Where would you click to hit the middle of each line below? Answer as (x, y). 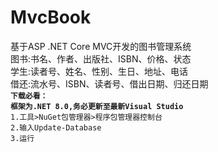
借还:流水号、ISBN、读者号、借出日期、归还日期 (109, 83)
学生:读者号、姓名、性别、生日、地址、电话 (99, 71)
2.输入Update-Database (56, 127)
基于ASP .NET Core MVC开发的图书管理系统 (101, 46)
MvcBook (51, 17)
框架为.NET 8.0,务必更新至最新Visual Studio (97, 106)
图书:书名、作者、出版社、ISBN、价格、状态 (101, 58)
